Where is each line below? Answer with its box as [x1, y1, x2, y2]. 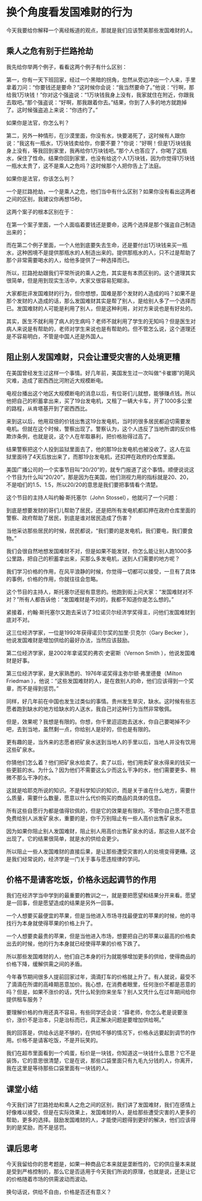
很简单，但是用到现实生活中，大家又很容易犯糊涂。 [6, 277, 133, 284]
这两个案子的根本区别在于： [6, 208, 75, 215]
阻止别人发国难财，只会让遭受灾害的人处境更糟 [6, 352, 180, 362]
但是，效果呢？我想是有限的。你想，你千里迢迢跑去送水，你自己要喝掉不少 [6, 718, 191, 725]
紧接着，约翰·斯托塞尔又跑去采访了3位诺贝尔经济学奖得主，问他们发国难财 [6, 608, 191, 616]
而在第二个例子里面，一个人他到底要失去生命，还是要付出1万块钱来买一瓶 [6, 241, 188, 248]
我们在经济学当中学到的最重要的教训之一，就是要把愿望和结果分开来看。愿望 [6, 892, 196, 899]
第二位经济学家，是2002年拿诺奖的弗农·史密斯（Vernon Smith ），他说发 [6, 649, 185, 656]
